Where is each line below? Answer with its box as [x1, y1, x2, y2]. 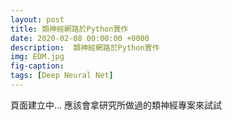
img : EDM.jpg [10, 52, 65, 62]
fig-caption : [10, 61, 65, 71]
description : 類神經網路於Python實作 [10, 42, 160, 53]
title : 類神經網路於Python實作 [10, 24, 129, 34]
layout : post [10, 14, 65, 25]
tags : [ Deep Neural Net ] [10, 71, 114, 81]
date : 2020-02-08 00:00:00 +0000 [10, 33, 150, 43]
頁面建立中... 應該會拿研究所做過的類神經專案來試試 [10, 99, 223, 111]
